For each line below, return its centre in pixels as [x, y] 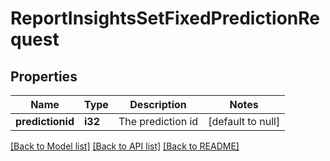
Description [158, 104]
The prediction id [158, 121]
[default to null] [244, 121]
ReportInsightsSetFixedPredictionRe [165, 18]
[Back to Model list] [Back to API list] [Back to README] [125, 146]
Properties [44, 76]
